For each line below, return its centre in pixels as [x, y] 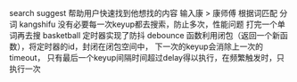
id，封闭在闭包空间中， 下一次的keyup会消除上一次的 [165, 46]
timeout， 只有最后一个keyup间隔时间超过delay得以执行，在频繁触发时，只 [147, 57]
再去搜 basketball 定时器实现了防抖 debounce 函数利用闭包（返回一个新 [148, 35]
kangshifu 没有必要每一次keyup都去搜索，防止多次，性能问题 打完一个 [148, 24]
